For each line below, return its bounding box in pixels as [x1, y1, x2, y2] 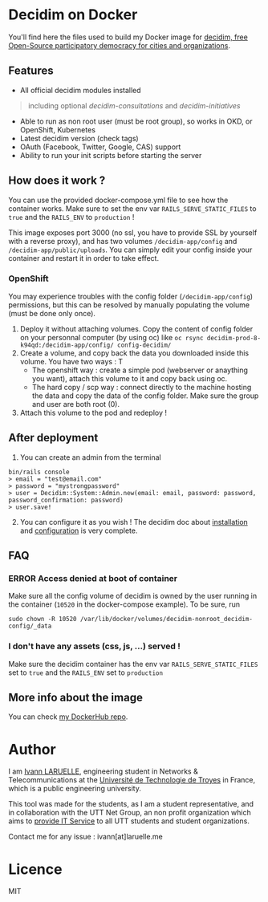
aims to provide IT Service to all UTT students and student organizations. [8, 816, 250, 826]
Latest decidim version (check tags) [19, 133, 139, 143]
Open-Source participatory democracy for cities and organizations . [8, 40, 231, 50]
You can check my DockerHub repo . [8, 712, 128, 721]
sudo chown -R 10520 [8, 616, 78, 624]
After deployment [8, 431, 99, 445]
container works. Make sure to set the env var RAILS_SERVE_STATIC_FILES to [8, 203, 257, 213]
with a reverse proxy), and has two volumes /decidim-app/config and [8, 236, 238, 246]
